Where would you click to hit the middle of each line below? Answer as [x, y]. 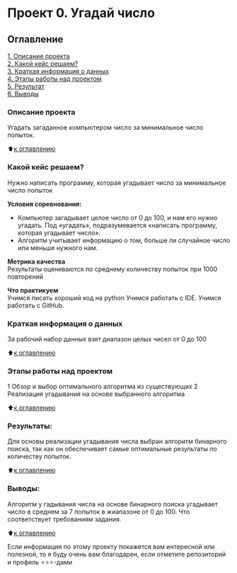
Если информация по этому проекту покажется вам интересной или [111, 546]
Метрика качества [36, 261]
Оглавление [35, 39]
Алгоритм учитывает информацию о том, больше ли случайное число [124, 240]
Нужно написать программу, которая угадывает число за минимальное [117, 183]
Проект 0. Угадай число [81, 13]
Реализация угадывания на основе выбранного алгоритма [96, 394]
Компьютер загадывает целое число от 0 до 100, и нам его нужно [117, 217]
